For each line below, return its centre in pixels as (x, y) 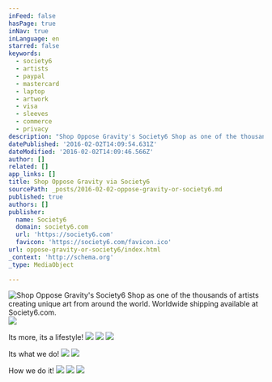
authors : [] (28, 204)
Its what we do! (34, 354)
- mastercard (38, 84)
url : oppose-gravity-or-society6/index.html (85, 250)
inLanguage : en (34, 39)
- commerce (34, 122)
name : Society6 (41, 220)
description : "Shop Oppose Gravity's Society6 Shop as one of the (123, 136)
